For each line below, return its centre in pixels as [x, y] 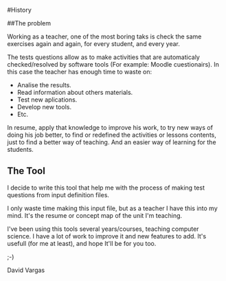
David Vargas [26, 270]
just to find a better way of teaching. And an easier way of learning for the [112, 142]
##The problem [29, 23]
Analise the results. [44, 85]
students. [21, 149]
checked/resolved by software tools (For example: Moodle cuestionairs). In [113, 64]
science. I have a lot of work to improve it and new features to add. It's [107, 236]
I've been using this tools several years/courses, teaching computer [103, 229]
